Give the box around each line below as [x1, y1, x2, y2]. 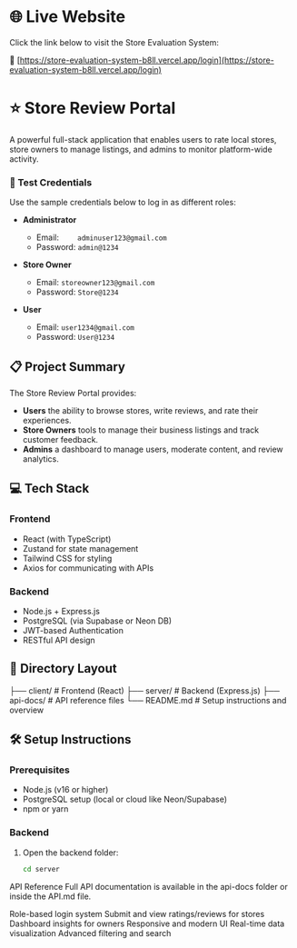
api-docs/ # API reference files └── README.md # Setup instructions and [9, 694, 287, 705]
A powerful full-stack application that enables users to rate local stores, [9, 134, 277, 145]
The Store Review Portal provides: [9, 387, 137, 398]
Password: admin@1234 [35, 242, 119, 253]
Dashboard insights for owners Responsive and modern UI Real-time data [9, 918, 285, 929]
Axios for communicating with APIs [22, 562, 154, 574]
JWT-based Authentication [22, 624, 124, 635]
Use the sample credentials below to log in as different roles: [9, 197, 236, 208]
